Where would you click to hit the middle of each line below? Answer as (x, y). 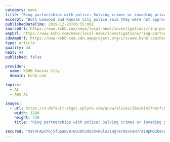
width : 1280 (27, 113)
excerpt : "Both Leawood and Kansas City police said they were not (78, 19)
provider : (16, 66)
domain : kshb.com (28, 76)
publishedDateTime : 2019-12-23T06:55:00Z (50, 24)
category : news (21, 10)
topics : (13, 85)
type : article (20, 43)
